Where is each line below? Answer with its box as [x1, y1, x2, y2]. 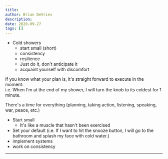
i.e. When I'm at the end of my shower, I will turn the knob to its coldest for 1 [5, 87, 161, 93]
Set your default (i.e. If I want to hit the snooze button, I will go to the [12, 127, 154, 133]
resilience [19, 56, 40, 62]
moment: [5, 81, 23, 88]
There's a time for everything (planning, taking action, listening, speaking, [5, 102, 157, 108]
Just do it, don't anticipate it [19, 61, 78, 67]
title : [5, 7, 19, 13]
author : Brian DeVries [5, 12, 52, 17]
